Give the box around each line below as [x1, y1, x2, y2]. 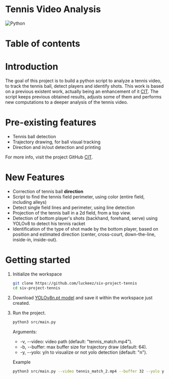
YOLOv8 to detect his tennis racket [12, 221, 85, 227]
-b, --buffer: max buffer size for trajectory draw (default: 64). [20, 344, 147, 350]
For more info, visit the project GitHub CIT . [5, 154, 93, 160]
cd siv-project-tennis [12, 285, 61, 291]
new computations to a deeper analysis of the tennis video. [5, 99, 129, 105]
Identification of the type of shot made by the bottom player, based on [12, 226, 159, 232]
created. [12, 300, 30, 306]
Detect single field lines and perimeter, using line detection [12, 204, 135, 210]
